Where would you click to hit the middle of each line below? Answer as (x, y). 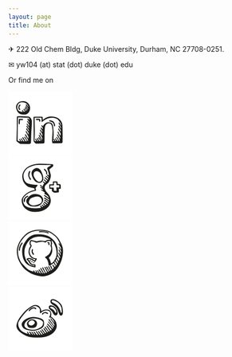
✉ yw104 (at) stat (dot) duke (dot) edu (71, 65)
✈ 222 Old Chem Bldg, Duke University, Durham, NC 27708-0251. (116, 49)
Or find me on (31, 80)
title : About (30, 25)
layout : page (30, 17)
